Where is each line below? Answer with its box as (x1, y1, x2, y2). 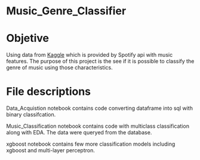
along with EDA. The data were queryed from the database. (6, 129, 152, 136)
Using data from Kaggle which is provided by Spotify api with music (6, 51, 173, 59)
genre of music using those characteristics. (6, 64, 113, 71)
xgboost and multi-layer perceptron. (6, 147, 96, 154)
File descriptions (6, 85, 91, 99)
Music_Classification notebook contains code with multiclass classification (6, 122, 190, 130)
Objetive (6, 32, 50, 45)
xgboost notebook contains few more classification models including (6, 140, 176, 147)
